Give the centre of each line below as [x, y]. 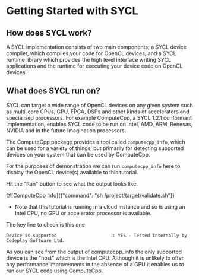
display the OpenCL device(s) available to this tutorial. [72, 172]
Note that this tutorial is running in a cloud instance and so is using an [100, 206]
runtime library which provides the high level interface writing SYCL [89, 60]
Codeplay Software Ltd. [36, 241]
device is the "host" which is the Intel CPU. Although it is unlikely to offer [95, 258]
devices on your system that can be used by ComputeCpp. [78, 154]
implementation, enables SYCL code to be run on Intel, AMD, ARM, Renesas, [99, 124]
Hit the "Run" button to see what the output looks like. [72, 184]
